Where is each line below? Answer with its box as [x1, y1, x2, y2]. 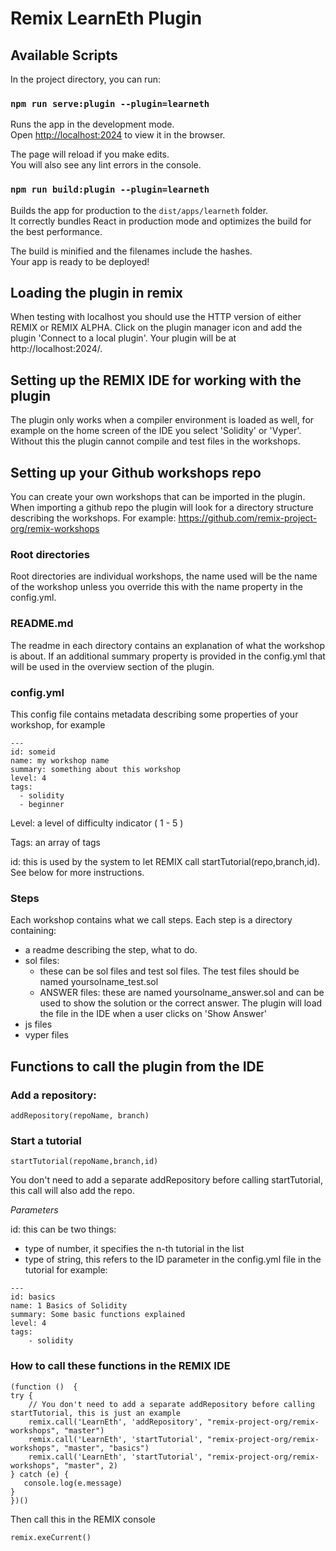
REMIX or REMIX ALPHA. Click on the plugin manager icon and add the [10, 322, 303, 334]
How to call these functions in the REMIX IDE [10, 1359, 231, 1373]
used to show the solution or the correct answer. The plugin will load [39, 997, 323, 1009]
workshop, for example [10, 718, 106, 731]
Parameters [10, 1204, 59, 1216]
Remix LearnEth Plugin [10, 7, 203, 30]
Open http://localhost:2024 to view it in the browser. [10, 129, 226, 141]
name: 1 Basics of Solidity [10, 1301, 128, 1311]
